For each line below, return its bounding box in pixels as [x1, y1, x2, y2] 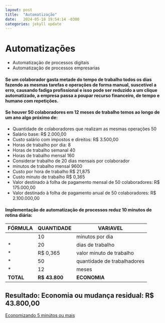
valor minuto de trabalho [76, 250, 134, 257]
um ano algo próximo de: [5, 115, 58, 121]
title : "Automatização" [5, 12, 57, 17]
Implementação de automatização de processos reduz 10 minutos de [5, 206, 152, 212]
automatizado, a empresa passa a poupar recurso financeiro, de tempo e [5, 92, 160, 98]
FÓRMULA [8, 225, 33, 232]
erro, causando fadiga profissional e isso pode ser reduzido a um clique [5, 87, 157, 93]
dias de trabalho [76, 242, 115, 249]
